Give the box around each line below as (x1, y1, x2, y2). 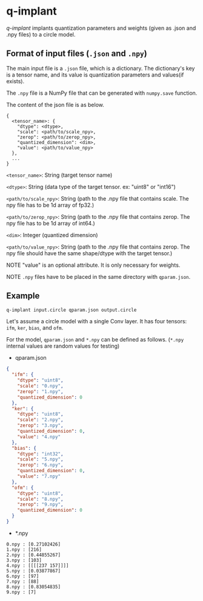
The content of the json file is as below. (6, 101, 105, 108)
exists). (6, 77, 25, 84)
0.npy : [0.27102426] (6, 541, 61, 548)
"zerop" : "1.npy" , (17, 388, 64, 394)
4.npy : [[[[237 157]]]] (6, 562, 69, 569)
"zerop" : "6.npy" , (17, 462, 64, 469)
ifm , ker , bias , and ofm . (6, 324, 64, 332)
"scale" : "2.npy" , (17, 417, 64, 423)
